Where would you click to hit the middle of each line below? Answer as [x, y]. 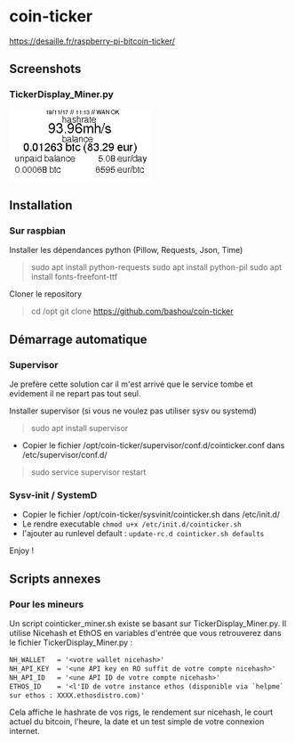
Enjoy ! [22, 551]
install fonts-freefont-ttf [74, 277]
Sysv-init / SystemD [53, 494]
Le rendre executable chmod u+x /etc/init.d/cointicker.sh [132, 524]
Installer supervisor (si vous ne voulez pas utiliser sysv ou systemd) [133, 411]
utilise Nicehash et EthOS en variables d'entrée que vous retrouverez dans [145, 633]
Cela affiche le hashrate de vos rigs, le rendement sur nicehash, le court [141, 712]
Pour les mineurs [47, 604]
